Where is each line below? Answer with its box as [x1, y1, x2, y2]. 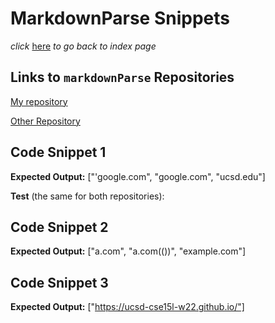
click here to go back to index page [10, 40, 157, 52]
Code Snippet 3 [10, 274, 109, 291]
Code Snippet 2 [10, 218, 109, 236]
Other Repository [10, 115, 81, 127]
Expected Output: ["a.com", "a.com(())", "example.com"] [10, 245, 247, 257]
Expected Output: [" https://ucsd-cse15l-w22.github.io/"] [10, 301, 245, 313]
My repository [10, 95, 68, 107]
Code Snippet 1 [10, 144, 107, 161]
